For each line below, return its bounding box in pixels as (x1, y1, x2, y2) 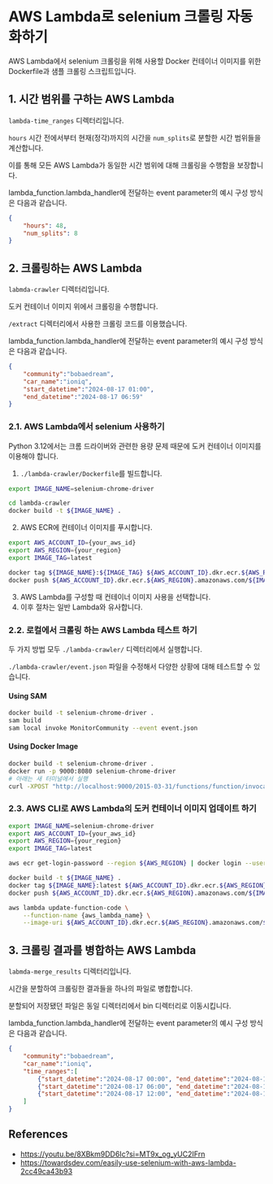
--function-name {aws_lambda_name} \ (23, 911, 151, 919)
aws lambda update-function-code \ (8, 904, 129, 912)
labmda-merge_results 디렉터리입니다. (8, 966, 132, 976)
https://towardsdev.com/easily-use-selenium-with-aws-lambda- (19, 1157, 237, 1167)
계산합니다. (8, 143, 44, 153)
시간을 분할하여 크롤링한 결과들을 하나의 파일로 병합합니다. (8, 984, 193, 994)
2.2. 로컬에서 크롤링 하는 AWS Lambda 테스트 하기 (8, 624, 197, 635)
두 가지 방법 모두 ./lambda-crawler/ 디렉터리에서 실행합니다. (8, 644, 203, 654)
